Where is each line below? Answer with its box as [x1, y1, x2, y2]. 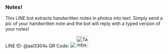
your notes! [5, 26, 30, 32]
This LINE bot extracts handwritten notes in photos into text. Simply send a [5, 15, 163, 21]
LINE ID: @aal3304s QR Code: [5, 43, 69, 49]
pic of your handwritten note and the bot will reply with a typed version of [5, 20, 160, 26]
